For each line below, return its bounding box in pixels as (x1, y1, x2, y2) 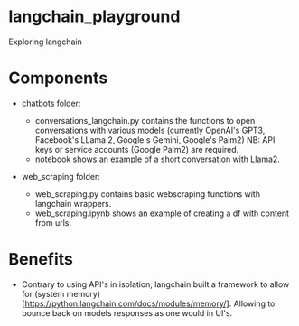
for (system (21, 288, 65, 299)
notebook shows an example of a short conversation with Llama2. (34, 154, 281, 164)
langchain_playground (8, 6, 181, 27)
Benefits (8, 249, 74, 270)
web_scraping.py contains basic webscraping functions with (34, 188, 261, 200)
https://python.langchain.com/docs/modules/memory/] (24, 298, 229, 309)
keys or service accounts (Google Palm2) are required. (34, 144, 239, 154)
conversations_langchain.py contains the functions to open (34, 115, 256, 126)
